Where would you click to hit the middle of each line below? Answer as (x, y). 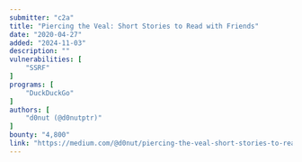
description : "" (40, 51)
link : (19, 143)
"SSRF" (38, 68)
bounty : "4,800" (40, 135)
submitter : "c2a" (42, 18)
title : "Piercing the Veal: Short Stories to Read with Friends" (134, 26)
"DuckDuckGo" (50, 93)
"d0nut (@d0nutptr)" (64, 118)
